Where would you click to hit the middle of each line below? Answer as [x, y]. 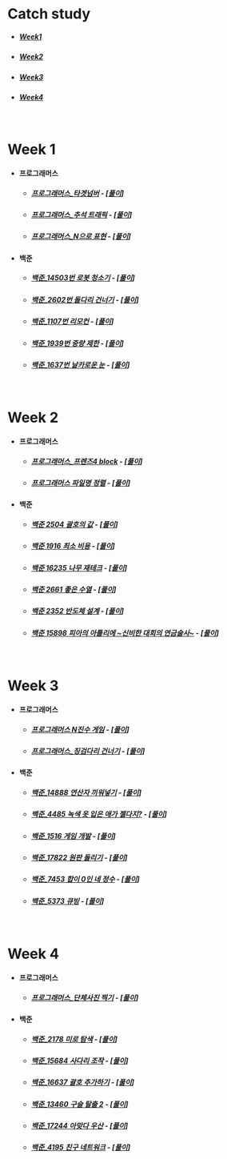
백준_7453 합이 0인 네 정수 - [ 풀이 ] [86, 879]
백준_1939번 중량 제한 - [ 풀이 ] [78, 343]
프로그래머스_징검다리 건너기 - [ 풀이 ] [88, 751]
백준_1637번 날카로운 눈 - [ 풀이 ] [80, 364]
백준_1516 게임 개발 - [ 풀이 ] [74, 836]
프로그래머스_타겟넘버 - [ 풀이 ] [78, 193]
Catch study [49, 14]
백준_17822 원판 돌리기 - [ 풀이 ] [79, 858]
